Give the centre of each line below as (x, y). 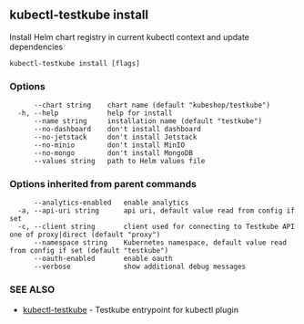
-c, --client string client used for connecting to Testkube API (157, 227)
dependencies (36, 47)
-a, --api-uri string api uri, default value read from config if (157, 211)
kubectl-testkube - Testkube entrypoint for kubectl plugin (131, 309)
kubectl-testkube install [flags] (75, 63)
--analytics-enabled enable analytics (111, 203)
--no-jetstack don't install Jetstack (115, 137)
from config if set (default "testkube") (89, 251)
